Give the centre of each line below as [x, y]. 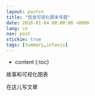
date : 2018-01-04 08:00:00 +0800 [48, 23]
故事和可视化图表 [27, 74]
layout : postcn [25, 12]
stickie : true [24, 39]
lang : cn [17, 28]
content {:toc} [32, 62]
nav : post [19, 34]
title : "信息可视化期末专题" [38, 17]
